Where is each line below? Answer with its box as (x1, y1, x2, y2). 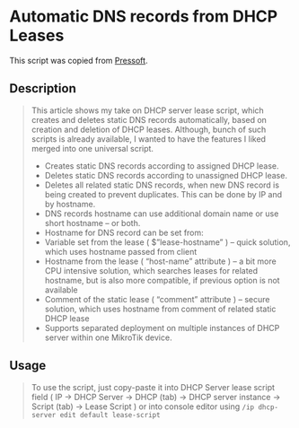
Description (9, 81, 76, 96)
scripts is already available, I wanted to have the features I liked (31, 133, 267, 144)
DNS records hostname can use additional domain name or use (44, 208, 279, 219)
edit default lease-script (59, 410, 161, 419)
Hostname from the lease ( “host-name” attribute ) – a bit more (44, 256, 277, 266)
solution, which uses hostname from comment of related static (44, 303, 277, 314)
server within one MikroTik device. (44, 332, 172, 343)
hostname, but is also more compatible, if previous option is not (44, 275, 280, 285)
